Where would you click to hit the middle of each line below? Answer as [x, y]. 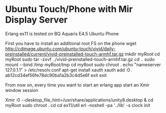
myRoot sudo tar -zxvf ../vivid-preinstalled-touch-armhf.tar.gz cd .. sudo [80, 59]
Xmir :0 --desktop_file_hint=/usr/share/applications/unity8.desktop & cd [79, 100]
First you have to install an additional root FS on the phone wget [71, 43]
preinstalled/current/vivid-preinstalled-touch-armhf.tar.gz [64, 54]
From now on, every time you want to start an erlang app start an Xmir [77, 85]
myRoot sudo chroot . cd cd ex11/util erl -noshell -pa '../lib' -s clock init [78, 105]
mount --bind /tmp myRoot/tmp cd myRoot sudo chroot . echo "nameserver [83, 64]
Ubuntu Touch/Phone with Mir [69, 9]
